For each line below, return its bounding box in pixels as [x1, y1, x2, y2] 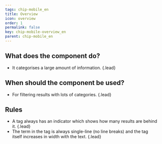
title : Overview [5, 12, 38, 16]
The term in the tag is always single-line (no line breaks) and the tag [12, 129, 148, 134]
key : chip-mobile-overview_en [5, 29, 66, 34]
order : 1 [5, 20, 23, 26]
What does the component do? [5, 52, 100, 60]
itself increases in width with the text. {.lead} [12, 134, 101, 140]
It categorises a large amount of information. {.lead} [12, 65, 116, 71]
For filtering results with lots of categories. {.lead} [12, 91, 112, 97]
